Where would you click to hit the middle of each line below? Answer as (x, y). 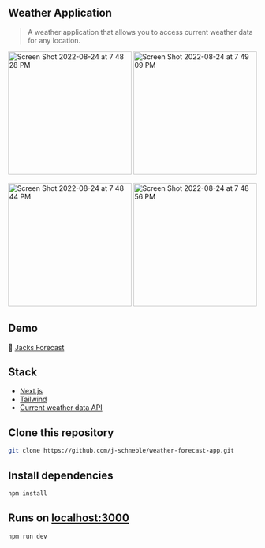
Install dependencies (61, 475)
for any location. (54, 40)
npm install (28, 493)
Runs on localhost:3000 (69, 518)
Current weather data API (61, 408)
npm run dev (28, 536)
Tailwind (33, 399)
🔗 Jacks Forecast (36, 347)
